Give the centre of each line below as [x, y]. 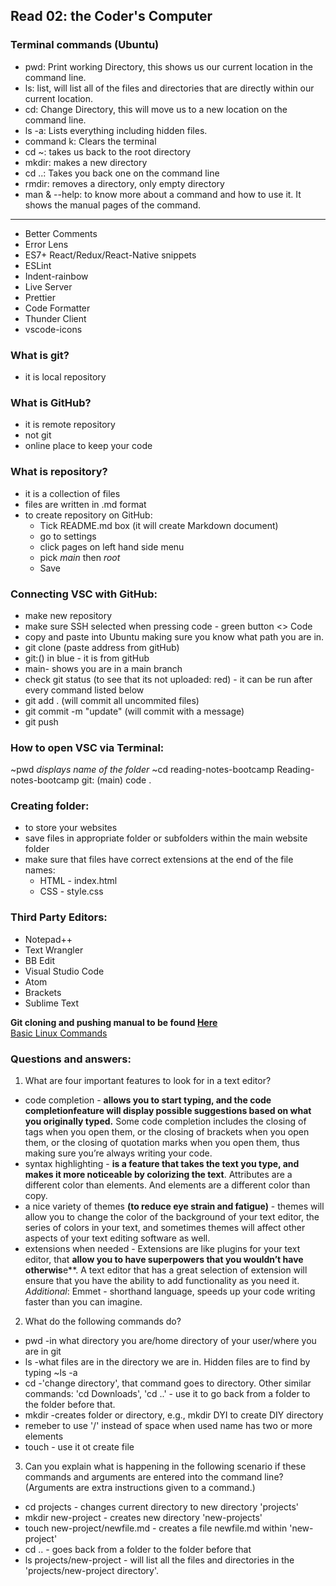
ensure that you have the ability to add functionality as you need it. [162, 1281]
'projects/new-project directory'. [92, 1571]
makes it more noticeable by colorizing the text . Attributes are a [158, 1175]
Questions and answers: [71, 1059]
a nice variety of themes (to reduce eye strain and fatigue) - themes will [174, 1206]
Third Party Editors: [59, 917]
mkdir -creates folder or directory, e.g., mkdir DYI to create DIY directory [174, 1415]
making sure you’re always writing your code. [118, 1153]
